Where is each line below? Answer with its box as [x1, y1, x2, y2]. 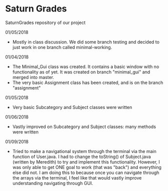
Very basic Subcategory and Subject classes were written [12, 104, 132, 110]
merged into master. [12, 74, 54, 80]
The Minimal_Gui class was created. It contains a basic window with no [12, 63, 159, 69]
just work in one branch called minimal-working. [12, 44, 112, 50]
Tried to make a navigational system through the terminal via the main [12, 148, 156, 154]
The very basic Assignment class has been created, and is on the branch [12, 79, 163, 85]
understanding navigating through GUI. [12, 180, 93, 186]
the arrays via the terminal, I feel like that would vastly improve [12, 174, 142, 180]
